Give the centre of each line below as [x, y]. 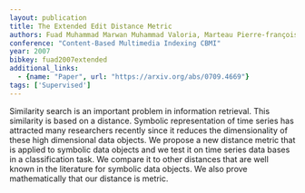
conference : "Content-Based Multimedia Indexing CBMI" [115, 43]
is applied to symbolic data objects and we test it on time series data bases [150, 150]
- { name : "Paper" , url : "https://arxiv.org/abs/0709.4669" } [133, 77]
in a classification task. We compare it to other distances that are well [139, 159]
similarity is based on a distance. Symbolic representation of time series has [152, 121]
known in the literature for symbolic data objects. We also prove [128, 169]
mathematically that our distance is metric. [89, 179]
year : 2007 [30, 52]
